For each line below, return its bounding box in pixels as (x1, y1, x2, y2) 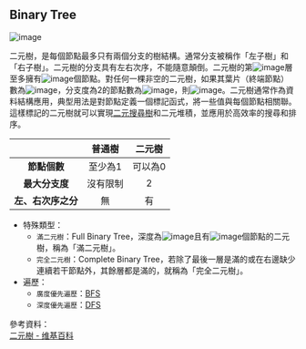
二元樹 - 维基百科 (9, 330, 75, 341)
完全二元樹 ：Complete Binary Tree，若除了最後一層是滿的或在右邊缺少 (36, 253, 296, 264)
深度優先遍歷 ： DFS (36, 299, 102, 310)
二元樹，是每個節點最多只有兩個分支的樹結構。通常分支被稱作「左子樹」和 (9, 50, 289, 61)
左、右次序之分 (14, 194, 79, 207)
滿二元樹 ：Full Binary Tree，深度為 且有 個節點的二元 (36, 231, 291, 241)
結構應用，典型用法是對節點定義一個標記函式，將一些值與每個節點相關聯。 (16, 96, 297, 107)
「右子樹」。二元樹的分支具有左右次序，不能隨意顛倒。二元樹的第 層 (9, 61, 293, 72)
